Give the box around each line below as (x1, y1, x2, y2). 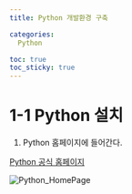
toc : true (9, 55, 47, 64)
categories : (9, 29, 55, 39)
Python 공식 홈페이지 (9, 157, 85, 168)
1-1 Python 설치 (9, 106, 124, 126)
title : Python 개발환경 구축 (9, 13, 109, 23)
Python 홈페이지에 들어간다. (22, 138, 123, 148)
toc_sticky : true (9, 63, 76, 73)
